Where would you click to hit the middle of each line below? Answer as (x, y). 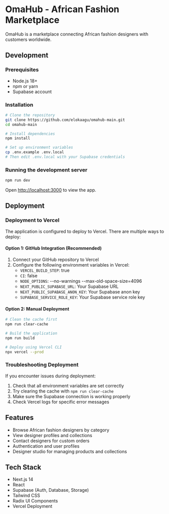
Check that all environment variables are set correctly (68, 385)
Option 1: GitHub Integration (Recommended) (53, 248)
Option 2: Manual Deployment (37, 309)
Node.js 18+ (25, 81)
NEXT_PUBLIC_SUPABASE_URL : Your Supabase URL (69, 286)
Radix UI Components (35, 501)
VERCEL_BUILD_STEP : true (45, 270)
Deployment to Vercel (32, 220)
